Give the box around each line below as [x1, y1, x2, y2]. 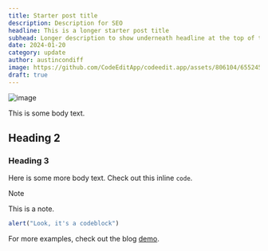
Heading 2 [8, 131, 61, 145]
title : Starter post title [8, 11, 98, 20]
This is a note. [8, 204, 54, 214]
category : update [8, 49, 66, 57]
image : [8, 64, 30, 72]
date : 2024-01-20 [8, 41, 66, 49]
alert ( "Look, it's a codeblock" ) [8, 220, 120, 228]
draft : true [8, 71, 48, 79]
